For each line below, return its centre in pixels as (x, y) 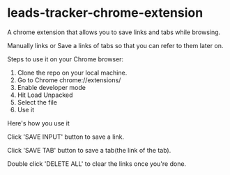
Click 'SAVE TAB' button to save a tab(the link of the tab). (89, 150)
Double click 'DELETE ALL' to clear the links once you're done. (97, 163)
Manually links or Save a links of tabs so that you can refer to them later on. (115, 45)
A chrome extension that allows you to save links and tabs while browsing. (114, 32)
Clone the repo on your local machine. (72, 73)
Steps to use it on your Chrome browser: (66, 59)
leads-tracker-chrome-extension (105, 13)
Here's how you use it (38, 123)
